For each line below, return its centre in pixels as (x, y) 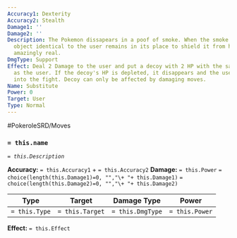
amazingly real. (37, 54)
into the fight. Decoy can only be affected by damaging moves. (110, 79)
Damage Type (136, 201)
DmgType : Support (33, 60)
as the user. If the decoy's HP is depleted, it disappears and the (116, 73)
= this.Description (36, 157)
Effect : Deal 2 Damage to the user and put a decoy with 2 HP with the (115, 66)
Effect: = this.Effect (39, 228)
